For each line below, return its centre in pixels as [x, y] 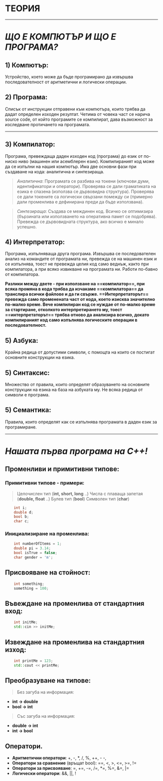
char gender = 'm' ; [33, 558]
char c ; [21, 521]
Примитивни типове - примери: [45, 483]
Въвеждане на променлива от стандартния [75, 604]
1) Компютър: [27, 65]
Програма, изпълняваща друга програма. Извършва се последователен [81, 254]
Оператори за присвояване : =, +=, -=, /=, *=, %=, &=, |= [71, 768]
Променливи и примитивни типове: [62, 469]
